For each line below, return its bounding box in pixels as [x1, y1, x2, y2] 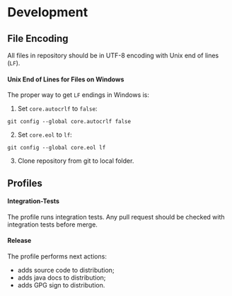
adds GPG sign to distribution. [17, 281, 105, 289]
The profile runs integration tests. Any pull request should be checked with [7, 212, 225, 221]
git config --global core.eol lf [7, 144, 106, 152]
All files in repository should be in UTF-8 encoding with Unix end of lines [7, 51, 219, 59]
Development [7, 4, 88, 21]
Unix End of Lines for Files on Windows [7, 75, 124, 84]
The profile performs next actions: [7, 252, 108, 261]
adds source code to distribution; [17, 266, 115, 274]
